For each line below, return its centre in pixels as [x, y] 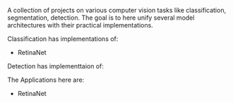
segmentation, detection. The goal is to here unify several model [101, 18]
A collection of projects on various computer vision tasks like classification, [117, 10]
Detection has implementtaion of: [56, 66]
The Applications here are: [46, 80]
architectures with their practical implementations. [80, 25]
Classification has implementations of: [63, 39]
